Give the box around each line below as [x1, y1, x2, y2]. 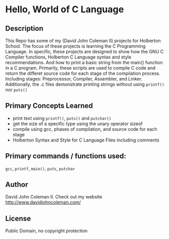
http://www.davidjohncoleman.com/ [5, 199, 81, 206]
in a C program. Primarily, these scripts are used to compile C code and [5, 65, 156, 71]
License [5, 214, 31, 223]
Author [5, 181, 28, 189]
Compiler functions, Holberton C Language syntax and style [5, 54, 132, 60]
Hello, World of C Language [5, 4, 124, 15]
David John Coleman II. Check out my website [5, 194, 103, 200]
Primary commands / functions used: [5, 152, 127, 161]
